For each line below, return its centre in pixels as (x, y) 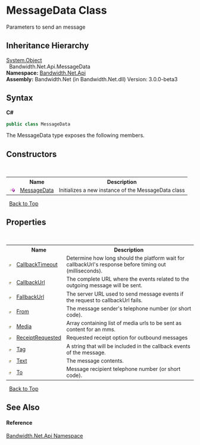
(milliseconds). (85, 271)
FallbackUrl (30, 297)
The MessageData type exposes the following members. (75, 136)
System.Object (24, 60)
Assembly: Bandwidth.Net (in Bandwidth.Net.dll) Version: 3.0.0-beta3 (92, 79)
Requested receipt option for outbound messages (127, 337)
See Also (23, 407)
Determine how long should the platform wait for (125, 258)
